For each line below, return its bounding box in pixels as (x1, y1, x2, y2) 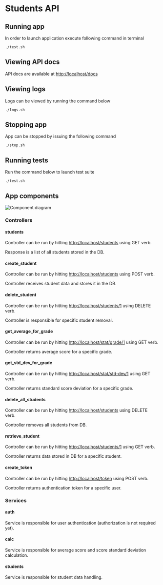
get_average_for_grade (5, 329, 53, 334)
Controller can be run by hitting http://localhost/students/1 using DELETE (5, 303, 151, 309)
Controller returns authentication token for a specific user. (5, 485, 122, 490)
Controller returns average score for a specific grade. (5, 349, 113, 354)
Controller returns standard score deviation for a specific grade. (5, 386, 134, 391)
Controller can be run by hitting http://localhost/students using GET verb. (5, 240, 152, 246)
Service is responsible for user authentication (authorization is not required (5, 520, 156, 526)
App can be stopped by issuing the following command (5, 134, 116, 139)
